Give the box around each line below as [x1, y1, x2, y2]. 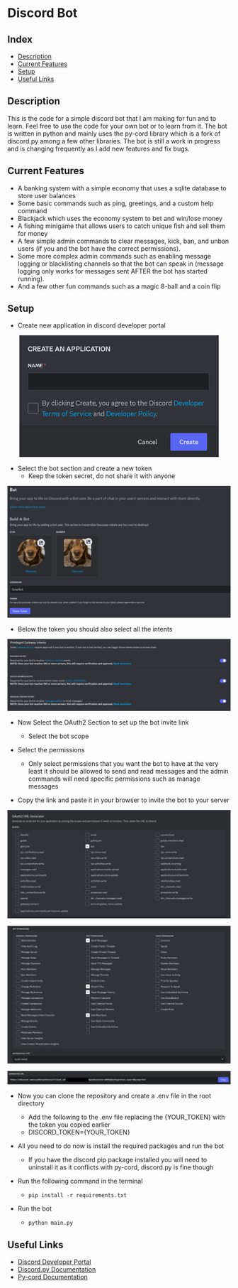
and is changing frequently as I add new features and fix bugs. [7, 144, 190, 153]
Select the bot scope [28, 732, 89, 740]
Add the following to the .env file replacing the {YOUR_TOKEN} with [28, 1113, 225, 1122]
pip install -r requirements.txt [28, 1192, 127, 1199]
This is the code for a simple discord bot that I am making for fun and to [7, 114, 217, 122]
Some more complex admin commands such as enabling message [17, 251, 211, 260]
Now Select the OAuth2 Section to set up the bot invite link [17, 718, 189, 727]
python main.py [28, 1220, 73, 1227]
